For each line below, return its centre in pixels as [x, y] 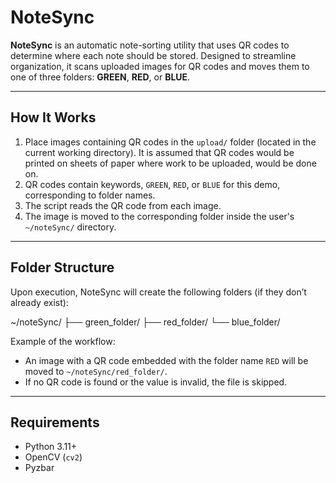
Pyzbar [39, 468]
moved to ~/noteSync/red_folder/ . [96, 371]
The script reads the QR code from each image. [123, 205]
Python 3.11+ [51, 447]
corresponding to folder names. [90, 195]
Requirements [55, 422]
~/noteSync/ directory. [70, 227]
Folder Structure [62, 267]
